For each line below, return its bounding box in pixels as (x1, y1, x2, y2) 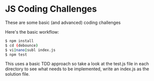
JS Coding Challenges (5, 3, 97, 15)
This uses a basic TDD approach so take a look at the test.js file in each (5, 61, 149, 67)
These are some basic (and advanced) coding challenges (5, 20, 121, 25)
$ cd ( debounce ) (5, 43, 38, 48)
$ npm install (5, 38, 34, 43)
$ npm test (5, 52, 27, 57)
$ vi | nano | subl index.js (5, 47, 56, 52)
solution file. (5, 71, 30, 77)
